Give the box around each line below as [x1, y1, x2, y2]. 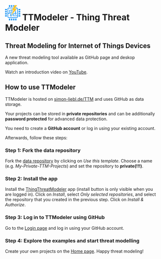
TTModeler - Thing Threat [22, 12, 130, 23]
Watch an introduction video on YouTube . [5, 69, 88, 75]
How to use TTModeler [5, 83, 76, 92]
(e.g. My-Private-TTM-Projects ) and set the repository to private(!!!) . [5, 163, 143, 169]
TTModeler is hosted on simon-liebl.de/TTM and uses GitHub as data [5, 96, 144, 102]
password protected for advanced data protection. [5, 116, 108, 122]
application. [5, 60, 29, 65]
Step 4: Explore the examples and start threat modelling [5, 237, 140, 244]
